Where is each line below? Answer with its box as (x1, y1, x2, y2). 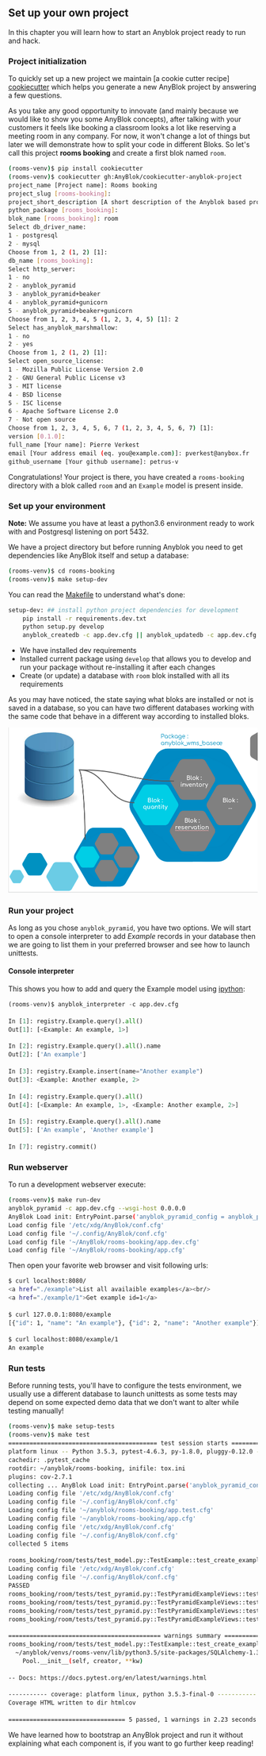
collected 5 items (8, 1540, 69, 1548)
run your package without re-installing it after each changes (19, 662, 216, 672)
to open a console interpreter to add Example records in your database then (8, 931, 256, 940)
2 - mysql (8, 240, 41, 248)
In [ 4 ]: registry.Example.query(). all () (8, 1092, 144, 1101)
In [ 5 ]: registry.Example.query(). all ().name (8, 1117, 161, 1126)
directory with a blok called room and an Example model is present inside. (8, 480, 244, 490)
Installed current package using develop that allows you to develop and (19, 654, 252, 664)
